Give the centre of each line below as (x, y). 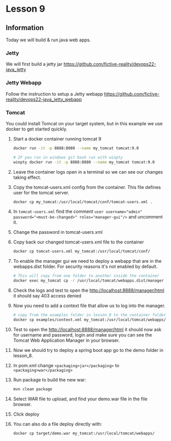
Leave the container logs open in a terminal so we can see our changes (88, 172)
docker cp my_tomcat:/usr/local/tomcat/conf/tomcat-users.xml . (83, 202)
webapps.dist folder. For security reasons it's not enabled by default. (85, 267)
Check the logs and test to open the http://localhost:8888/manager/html (89, 290)
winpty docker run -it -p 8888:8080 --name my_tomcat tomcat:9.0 (84, 162)
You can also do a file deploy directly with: (58, 424)
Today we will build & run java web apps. (48, 40)
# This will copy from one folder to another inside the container (86, 276)
